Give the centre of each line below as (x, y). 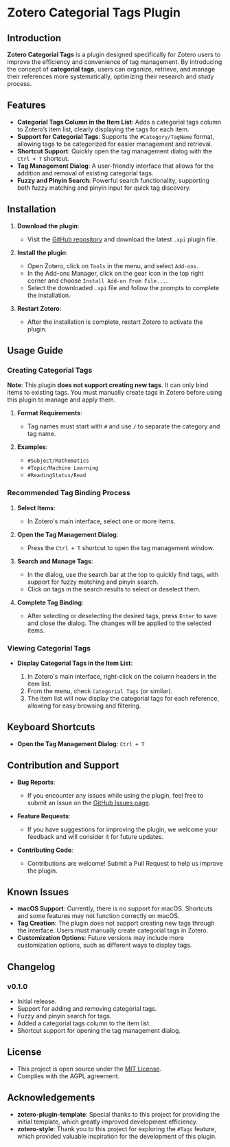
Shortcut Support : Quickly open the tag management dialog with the (115, 151)
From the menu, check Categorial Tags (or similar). (100, 691)
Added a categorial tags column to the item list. (84, 1023)
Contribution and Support (63, 766)
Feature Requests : (44, 816)
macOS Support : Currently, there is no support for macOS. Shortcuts (115, 908)
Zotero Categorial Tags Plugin (94, 13)
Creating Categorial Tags (50, 370)
